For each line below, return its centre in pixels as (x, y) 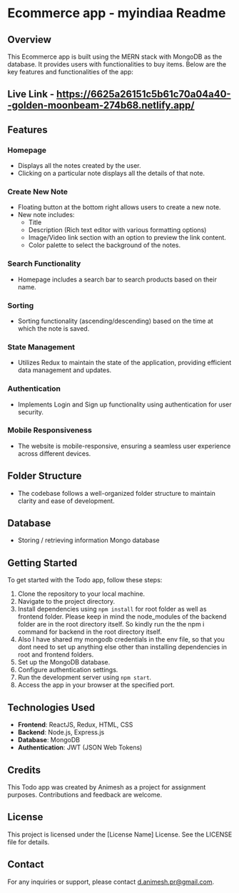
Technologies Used (51, 708)
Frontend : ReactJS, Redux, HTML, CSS (75, 725)
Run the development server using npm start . (85, 677)
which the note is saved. (54, 328)
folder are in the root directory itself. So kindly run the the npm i (111, 624)
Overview (30, 40)
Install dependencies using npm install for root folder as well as (112, 609)
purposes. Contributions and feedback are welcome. (85, 794)
